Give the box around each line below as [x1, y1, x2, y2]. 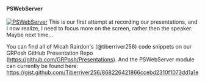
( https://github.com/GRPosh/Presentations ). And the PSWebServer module [6, 56, 195, 63]
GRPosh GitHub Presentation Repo [6, 49, 93, 57]
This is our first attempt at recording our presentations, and [48, 18, 198, 26]
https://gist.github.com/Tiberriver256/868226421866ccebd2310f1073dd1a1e [6, 69, 199, 76]
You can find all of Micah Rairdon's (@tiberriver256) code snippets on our [6, 43, 192, 50]
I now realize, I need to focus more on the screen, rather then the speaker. [6, 25, 193, 32]
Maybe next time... [6, 31, 53, 39]
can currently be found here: [6, 63, 78, 70]
